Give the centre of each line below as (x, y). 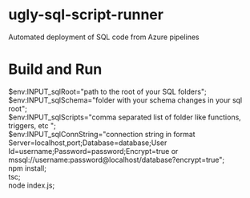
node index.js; (32, 185)
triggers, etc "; (32, 125)
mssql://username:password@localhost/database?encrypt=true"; (117, 160)
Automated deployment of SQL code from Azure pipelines (104, 37)
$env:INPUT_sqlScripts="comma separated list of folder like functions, (125, 117)
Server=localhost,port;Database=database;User (88, 143)
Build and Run (55, 69)
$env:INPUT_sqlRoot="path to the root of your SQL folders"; (107, 91)
